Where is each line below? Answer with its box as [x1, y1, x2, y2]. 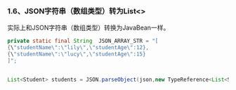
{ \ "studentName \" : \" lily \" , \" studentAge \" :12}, [7, 44, 150, 51]
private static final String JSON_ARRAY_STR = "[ [7, 37, 159, 45]
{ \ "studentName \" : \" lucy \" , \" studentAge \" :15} [7, 51, 146, 58]
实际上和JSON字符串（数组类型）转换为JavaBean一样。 [7, 23, 170, 32]
